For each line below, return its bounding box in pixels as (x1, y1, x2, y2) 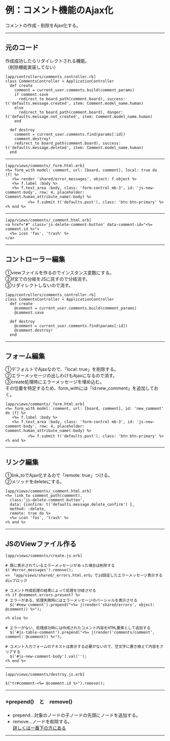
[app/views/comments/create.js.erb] (5, 553, 82, 558)
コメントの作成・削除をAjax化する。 (5, 22, 81, 28)
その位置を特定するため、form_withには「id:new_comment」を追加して (5, 385, 154, 392)
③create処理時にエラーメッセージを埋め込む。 (5, 379, 105, 385)
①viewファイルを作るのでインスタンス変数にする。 (5, 269, 114, 276)
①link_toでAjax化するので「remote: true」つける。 (5, 472, 113, 479)
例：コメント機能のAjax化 (5, 5, 113, 16)
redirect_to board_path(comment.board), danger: (18, 109, 123, 114)
